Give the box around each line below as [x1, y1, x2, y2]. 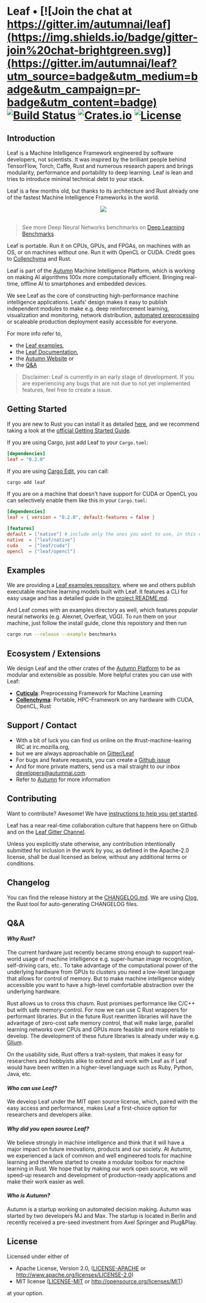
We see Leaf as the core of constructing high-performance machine [7, 292, 179, 299]
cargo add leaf [7, 479, 46, 485]
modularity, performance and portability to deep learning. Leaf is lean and [7, 169, 193, 176]
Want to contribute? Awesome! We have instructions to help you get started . [7, 810, 199, 817]
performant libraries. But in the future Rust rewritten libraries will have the [7, 1013, 192, 1020]
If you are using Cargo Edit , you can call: [7, 467, 109, 475]
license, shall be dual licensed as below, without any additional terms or [7, 853, 188, 860]
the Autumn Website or [15, 355, 74, 362]
